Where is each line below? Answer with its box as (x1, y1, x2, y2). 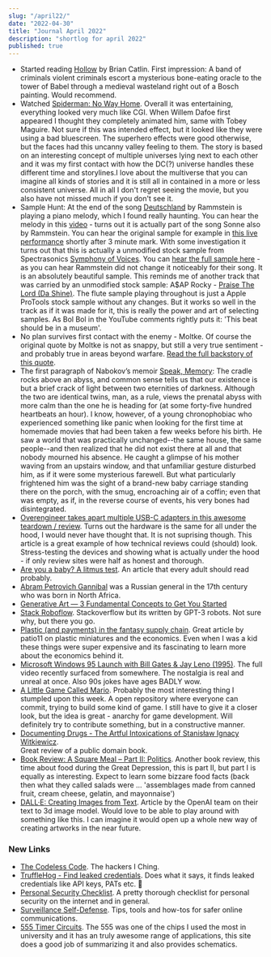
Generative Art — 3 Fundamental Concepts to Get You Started (19, 599, 227, 609)
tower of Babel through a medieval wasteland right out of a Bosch (19, 82, 239, 92)
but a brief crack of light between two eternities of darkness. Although (19, 383, 255, 394)
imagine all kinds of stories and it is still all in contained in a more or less (19, 176, 260, 187)
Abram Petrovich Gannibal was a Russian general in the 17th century (19, 582, 248, 592)
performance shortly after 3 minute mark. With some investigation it (19, 237, 247, 247)
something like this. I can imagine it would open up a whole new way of (19, 815, 257, 825)
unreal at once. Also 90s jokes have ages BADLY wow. (19, 677, 202, 687)
